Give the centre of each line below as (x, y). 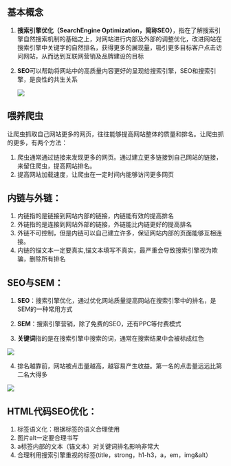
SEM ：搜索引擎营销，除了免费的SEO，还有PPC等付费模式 (99, 324)
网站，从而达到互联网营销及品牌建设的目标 (84, 56)
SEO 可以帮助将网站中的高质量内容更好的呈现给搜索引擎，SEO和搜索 (114, 70)
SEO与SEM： (35, 283)
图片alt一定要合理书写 (48, 438)
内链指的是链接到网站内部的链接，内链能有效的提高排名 (95, 216)
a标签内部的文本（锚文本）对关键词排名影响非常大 (88, 447)
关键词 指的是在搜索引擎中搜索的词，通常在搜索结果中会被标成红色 (110, 339)
